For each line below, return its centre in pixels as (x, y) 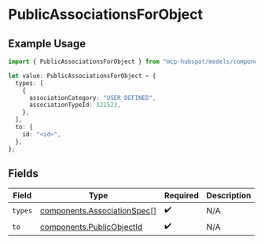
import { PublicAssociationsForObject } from (84, 61)
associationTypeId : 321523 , (75, 105)
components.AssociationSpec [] (98, 210)
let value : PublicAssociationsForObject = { (82, 76)
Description (229, 196)
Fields (24, 174)
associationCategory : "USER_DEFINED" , (92, 98)
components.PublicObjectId (91, 227)
